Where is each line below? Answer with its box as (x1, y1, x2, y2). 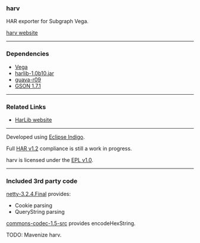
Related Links (6, 102, 46, 111)
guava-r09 (14, 76, 42, 83)
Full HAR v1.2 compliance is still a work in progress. (6, 145, 132, 152)
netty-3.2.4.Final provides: (6, 191, 71, 198)
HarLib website (14, 116, 52, 123)
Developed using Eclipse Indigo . (6, 133, 85, 141)
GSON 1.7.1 (14, 82, 41, 89)
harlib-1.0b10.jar (14, 70, 55, 77)
